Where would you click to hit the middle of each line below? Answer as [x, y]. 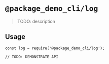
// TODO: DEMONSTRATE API [32, 57]
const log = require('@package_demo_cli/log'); [55, 48]
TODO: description [36, 21]
